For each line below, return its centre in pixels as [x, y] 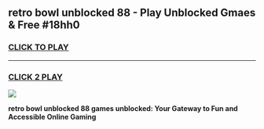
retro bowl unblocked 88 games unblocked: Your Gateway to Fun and [123, 108]
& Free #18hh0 [44, 25]
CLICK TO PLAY [38, 48]
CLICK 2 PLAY [35, 77]
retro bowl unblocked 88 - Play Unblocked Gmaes [132, 13]
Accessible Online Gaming [52, 116]
